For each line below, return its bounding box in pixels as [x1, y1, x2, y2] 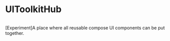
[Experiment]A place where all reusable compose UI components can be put [5, 24, 165, 31]
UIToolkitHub [5, 4, 62, 15]
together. [5, 30, 24, 36]
